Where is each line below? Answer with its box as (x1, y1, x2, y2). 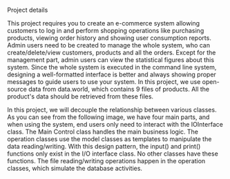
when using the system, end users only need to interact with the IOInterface (7, 120, 223, 128)
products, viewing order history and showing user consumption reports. (7, 34, 212, 42)
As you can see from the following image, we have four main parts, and (7, 113, 210, 121)
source (7, 85, 28, 93)
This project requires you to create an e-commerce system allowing (7, 19, 200, 27)
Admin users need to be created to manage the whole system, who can (7, 41, 211, 49)
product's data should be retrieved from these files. (7, 92, 154, 101)
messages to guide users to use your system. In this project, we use (7, 78, 201, 85)
